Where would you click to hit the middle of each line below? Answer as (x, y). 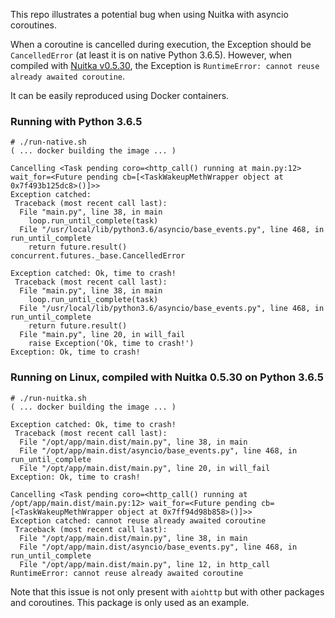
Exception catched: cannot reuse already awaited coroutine (138, 520)
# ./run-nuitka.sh (48, 398)
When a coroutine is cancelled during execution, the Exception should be (161, 44)
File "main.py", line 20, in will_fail (102, 335)
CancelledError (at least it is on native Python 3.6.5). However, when (151, 55)
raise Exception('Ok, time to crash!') (111, 344)
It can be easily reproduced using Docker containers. (120, 95)
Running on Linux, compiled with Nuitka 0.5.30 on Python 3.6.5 (167, 377)
